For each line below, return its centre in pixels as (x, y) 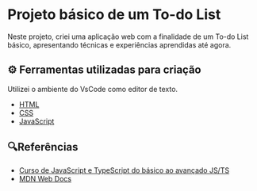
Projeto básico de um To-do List (114, 15)
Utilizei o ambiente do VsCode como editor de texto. (93, 89)
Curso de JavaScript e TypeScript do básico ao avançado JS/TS (124, 170)
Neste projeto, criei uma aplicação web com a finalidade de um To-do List (128, 36)
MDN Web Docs (45, 178)
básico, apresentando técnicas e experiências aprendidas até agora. (119, 44)
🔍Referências (43, 147)
